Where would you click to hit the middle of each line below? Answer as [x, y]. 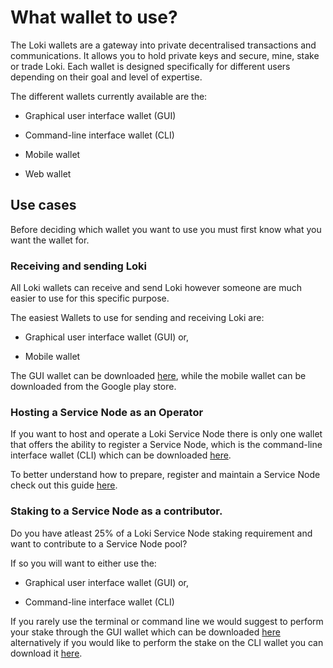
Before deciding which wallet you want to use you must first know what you [166, 229]
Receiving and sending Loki [79, 266]
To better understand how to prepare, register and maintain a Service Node [165, 475]
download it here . [46, 653]
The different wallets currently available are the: [109, 96]
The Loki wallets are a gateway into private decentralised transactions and [163, 45]
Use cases [43, 205]
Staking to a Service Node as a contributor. [116, 511]
